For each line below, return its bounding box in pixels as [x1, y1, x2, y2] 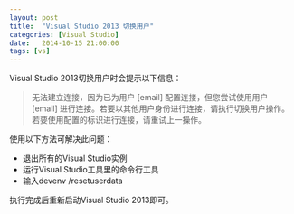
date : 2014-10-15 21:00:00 [9, 38, 119, 48]
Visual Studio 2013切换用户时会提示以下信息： [9, 73, 182, 84]
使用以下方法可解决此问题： [9, 134, 113, 144]
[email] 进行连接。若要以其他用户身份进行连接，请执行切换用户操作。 [31, 103, 290, 114]
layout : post [9, 13, 59, 23]
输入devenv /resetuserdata [22, 175, 124, 186]
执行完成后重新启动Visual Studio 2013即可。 [9, 195, 174, 206]
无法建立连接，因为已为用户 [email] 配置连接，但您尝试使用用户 [31, 92, 269, 103]
